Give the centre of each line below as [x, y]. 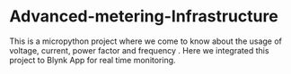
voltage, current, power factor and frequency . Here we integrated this [139, 50]
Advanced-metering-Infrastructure [144, 16]
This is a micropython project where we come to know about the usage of [146, 41]
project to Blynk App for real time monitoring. [93, 60]
